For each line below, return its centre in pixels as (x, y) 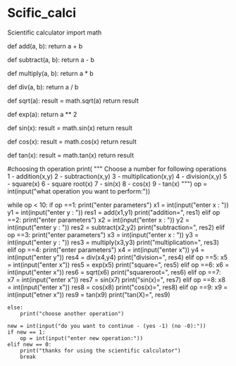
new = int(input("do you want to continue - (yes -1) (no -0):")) (107, 326)
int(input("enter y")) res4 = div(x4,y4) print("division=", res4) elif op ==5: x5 (117, 257)
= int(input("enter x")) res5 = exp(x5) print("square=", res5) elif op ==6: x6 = (118, 265)
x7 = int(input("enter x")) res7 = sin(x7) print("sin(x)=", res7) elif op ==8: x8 (116, 279)
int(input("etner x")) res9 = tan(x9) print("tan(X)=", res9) (89, 294)
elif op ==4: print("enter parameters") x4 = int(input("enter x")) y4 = (106, 250)
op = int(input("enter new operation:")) (81, 338)
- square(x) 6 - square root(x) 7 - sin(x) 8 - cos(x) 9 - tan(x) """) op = (107, 184)
